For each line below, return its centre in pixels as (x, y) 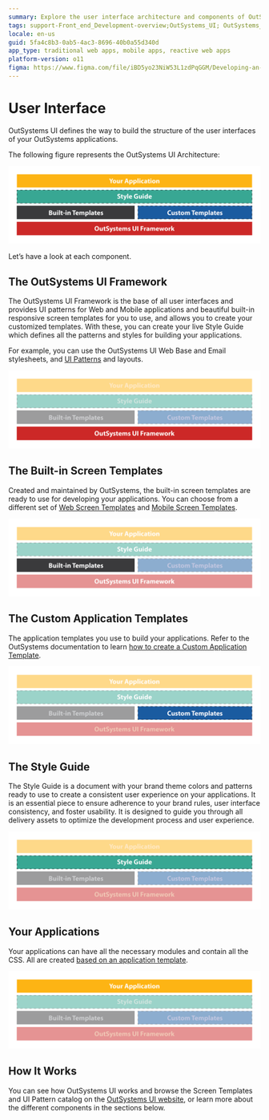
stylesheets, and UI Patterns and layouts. (76, 359)
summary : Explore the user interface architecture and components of (127, 17)
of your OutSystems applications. (63, 139)
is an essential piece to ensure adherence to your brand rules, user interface (134, 803)
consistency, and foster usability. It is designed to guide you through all (126, 812)
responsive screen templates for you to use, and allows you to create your (130, 318)
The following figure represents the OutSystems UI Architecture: (114, 154)
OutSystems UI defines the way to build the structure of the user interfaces (132, 130)
